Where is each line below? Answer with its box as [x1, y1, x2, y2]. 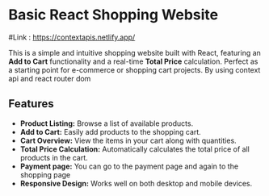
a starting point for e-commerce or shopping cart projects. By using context [8, 65, 261, 74]
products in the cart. [19, 152, 89, 162]
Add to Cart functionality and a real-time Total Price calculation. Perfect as [8, 56, 258, 66]
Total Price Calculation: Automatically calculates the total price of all [19, 144, 250, 154]
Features [8, 97, 54, 111]
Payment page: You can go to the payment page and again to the [19, 161, 239, 171]
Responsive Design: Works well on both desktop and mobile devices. [19, 178, 253, 188]
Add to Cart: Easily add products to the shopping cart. [19, 127, 202, 136]
